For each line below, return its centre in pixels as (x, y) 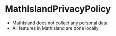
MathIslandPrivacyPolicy (58, 9)
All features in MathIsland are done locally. (56, 28)
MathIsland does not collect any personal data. (60, 23)
